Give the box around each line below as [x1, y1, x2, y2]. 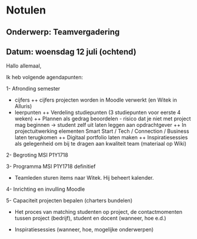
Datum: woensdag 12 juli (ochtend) [6, 46, 136, 56]
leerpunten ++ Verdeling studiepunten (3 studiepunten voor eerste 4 [14, 109, 181, 116]
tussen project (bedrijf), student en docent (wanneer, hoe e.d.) [14, 215, 166, 222]
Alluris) [14, 103, 32, 110]
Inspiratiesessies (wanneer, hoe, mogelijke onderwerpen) [14, 226, 154, 233]
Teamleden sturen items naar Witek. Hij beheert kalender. [14, 174, 154, 181]
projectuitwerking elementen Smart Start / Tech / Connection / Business [14, 127, 189, 135]
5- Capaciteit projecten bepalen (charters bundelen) [6, 197, 133, 204]
